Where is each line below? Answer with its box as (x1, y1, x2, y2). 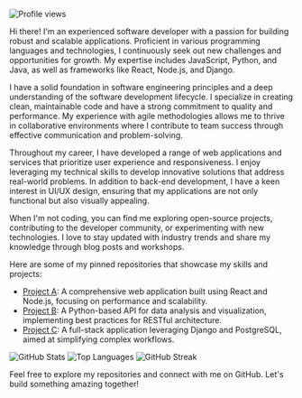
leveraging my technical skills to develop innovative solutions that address (9, 167, 285, 177)
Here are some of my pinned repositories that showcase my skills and (9, 259, 269, 270)
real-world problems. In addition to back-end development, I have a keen (9, 176, 280, 187)
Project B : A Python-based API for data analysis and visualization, (22, 305, 268, 316)
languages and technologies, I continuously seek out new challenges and (9, 45, 282, 56)
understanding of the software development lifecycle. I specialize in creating (9, 91, 294, 102)
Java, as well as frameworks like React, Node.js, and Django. (9, 64, 235, 75)
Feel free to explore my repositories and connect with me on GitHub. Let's (9, 369, 284, 379)
